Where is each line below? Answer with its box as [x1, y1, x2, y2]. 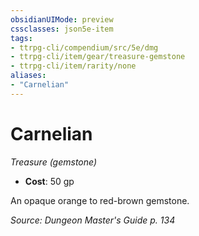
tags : [10, 33, 33, 43]
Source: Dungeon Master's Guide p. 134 [10, 214, 176, 226]
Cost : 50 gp [24, 175, 75, 187]
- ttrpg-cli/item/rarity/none [10, 61, 137, 71]
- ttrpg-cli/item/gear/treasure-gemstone [10, 52, 186, 62]
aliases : [10, 71, 47, 81]
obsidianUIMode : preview [10, 14, 114, 25]
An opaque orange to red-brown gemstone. [10, 194, 190, 206]
